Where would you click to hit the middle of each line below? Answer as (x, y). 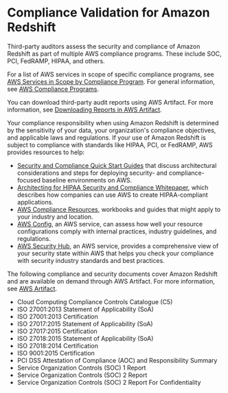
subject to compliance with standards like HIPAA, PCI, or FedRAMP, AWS (110, 145)
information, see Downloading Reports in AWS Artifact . (85, 109)
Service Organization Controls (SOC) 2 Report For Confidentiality (109, 382)
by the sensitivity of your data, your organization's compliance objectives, (112, 130)
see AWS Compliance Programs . (53, 89)
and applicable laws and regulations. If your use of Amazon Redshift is (106, 137)
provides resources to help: (46, 152)
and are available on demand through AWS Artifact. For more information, (111, 281)
